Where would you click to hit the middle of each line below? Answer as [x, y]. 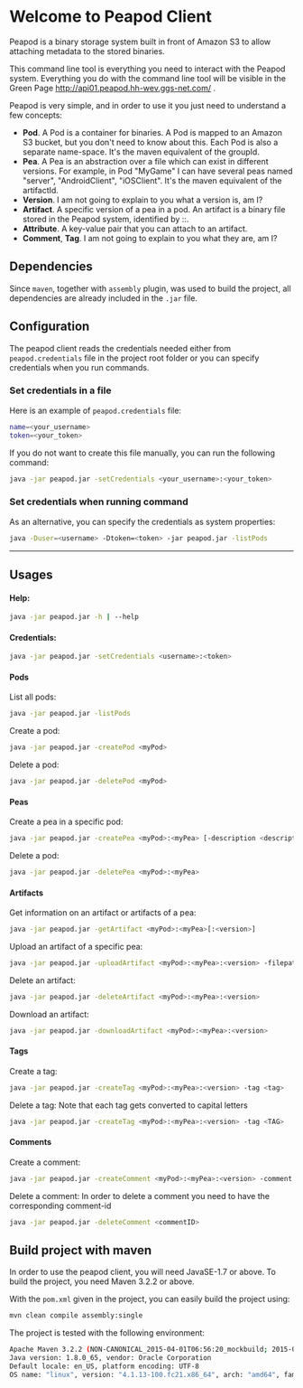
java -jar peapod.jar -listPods [70, 714]
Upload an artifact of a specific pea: [76, 947]
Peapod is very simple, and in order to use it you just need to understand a [148, 105]
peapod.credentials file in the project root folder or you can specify [134, 358]
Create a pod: [35, 731]
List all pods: [33, 697]
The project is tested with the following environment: [107, 1333]
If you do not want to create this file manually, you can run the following [142, 453]
